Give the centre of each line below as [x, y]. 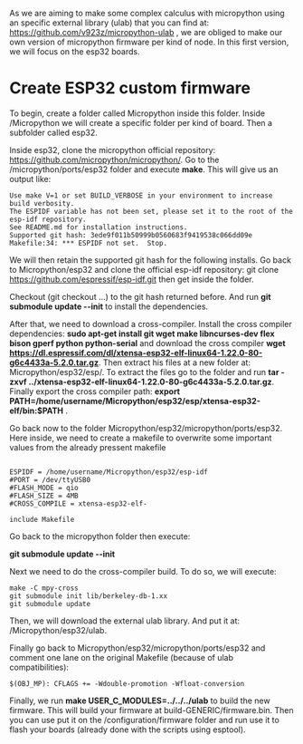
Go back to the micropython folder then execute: [100, 536]
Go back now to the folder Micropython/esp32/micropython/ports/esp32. [146, 428]
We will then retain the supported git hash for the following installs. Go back [151, 260]
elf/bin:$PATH [37, 411]
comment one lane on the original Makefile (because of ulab [121, 657]
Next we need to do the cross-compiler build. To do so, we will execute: [143, 571]
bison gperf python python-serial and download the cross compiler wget [148, 343]
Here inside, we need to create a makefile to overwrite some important [141, 438]
